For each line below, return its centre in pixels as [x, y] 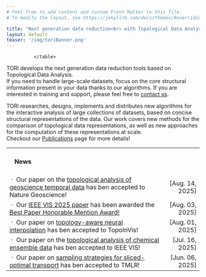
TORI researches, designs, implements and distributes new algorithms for [99, 106]
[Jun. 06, [184, 257]
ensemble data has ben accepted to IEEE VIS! [75, 247]
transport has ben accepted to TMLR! [86, 265]
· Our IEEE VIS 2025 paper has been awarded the [83, 204]
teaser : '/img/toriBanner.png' [46, 40]
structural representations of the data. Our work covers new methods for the [103, 119]
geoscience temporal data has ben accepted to [77, 187]
